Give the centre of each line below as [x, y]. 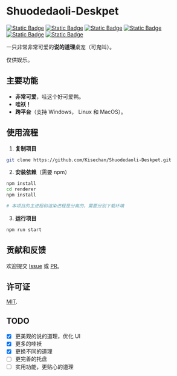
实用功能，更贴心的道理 [44, 367]
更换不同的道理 [34, 351]
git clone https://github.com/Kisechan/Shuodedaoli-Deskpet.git [89, 160]
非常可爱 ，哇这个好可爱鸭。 [50, 96]
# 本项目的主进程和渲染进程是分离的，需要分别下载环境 [65, 206]
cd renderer [21, 189]
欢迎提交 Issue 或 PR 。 [34, 266]
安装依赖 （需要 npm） [43, 172]
